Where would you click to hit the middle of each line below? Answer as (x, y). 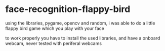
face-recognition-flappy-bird (68, 9)
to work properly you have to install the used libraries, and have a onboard (83, 38)
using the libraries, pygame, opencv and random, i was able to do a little (80, 23)
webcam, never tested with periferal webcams (54, 43)
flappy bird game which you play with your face (55, 28)
